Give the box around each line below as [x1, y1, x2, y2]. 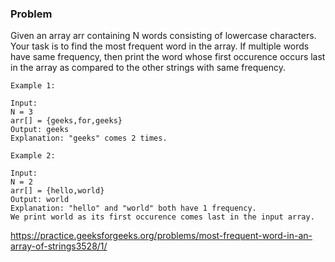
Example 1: [10, 81, 56, 91]
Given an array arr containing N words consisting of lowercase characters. [10, 30, 317, 42]
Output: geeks [10, 125, 70, 135]
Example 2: [10, 151, 56, 161]
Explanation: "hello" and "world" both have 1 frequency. [10, 203, 257, 214]
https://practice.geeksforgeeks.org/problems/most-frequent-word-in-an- [10, 230, 313, 242]
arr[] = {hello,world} [10, 186, 105, 196]
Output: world [10, 195, 70, 205]
